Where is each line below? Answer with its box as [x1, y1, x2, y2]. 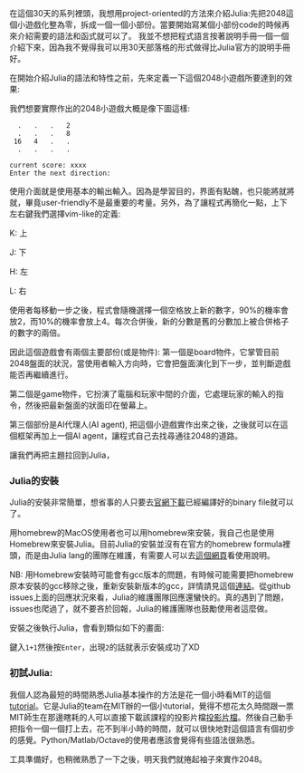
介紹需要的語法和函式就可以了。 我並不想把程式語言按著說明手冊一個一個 [16, 31, 290, 41]
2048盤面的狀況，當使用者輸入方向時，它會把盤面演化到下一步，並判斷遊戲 [9, 358, 291, 369]
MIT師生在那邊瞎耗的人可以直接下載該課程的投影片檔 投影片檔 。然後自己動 [9, 711, 286, 722]
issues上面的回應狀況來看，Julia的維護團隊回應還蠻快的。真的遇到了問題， [9, 592, 289, 603]
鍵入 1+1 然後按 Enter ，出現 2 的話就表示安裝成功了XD [9, 642, 201, 652]
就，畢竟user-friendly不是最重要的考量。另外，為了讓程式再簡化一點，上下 [9, 198, 288, 208]
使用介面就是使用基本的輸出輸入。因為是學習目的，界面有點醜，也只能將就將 [9, 186, 295, 197]
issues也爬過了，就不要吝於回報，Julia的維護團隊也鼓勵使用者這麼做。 [9, 604, 273, 614]
